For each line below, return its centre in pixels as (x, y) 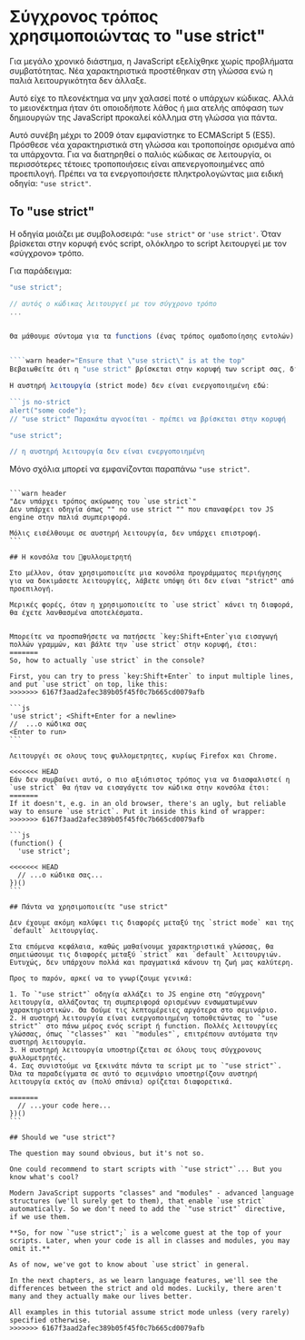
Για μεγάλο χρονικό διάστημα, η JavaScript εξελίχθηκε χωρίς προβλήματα (152, 61)
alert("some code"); (49, 411)
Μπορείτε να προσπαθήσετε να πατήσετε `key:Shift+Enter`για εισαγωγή (144, 637)
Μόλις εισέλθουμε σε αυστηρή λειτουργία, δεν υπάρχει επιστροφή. (135, 533)
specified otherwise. (50, 1320)
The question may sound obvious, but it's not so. (107, 1154)
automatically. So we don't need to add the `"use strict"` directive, (148, 1209)
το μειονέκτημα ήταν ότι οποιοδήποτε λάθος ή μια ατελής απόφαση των (147, 107)
